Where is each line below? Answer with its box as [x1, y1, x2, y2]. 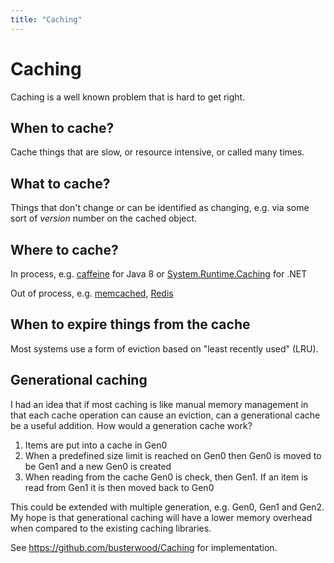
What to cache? [10, 175, 111, 192]
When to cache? [10, 119, 115, 136]
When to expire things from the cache [10, 316, 251, 333]
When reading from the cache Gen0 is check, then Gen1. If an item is [24, 471, 308, 483]
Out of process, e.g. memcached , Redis [10, 287, 174, 299]
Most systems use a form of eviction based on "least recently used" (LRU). [10, 342, 319, 355]
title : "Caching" [10, 14, 83, 25]
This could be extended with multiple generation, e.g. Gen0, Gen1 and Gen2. [10, 501, 325, 513]
